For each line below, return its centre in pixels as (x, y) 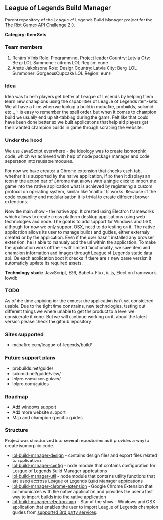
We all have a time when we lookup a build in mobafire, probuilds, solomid (79, 107)
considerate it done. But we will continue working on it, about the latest (76, 316)
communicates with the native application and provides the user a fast (82, 492)
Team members (24, 47)
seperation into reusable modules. (39, 161)
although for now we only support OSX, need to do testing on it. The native (80, 227)
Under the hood (24, 140)
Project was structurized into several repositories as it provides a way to (77, 440)
